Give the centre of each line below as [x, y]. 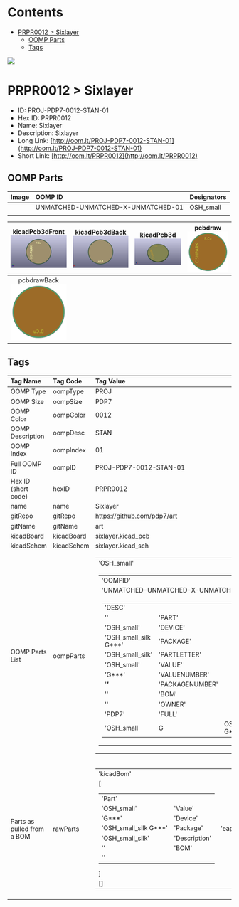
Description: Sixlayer [48, 133]
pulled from [27, 829]
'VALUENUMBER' [184, 674]
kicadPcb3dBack [101, 232]
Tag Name [26, 381]
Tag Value [110, 381]
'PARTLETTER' [180, 654]
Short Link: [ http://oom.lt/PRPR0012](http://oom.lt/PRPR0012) [107, 155]
